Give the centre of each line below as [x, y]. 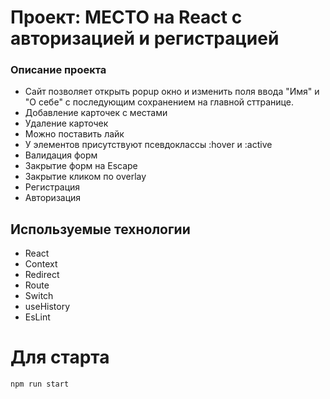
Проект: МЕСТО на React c [126, 17]
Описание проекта [58, 70]
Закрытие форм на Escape [81, 166]
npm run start [40, 384]
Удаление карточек [66, 123]
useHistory [47, 307]
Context [41, 264]
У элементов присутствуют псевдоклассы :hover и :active [148, 145]
